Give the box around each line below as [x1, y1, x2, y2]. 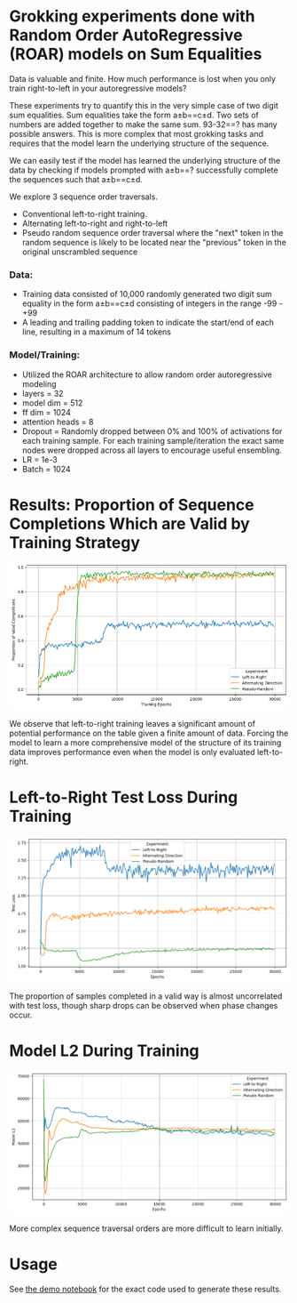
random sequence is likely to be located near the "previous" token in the [21, 237, 286, 247]
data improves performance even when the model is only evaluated [9, 746, 255, 757]
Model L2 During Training [9, 1041, 199, 1060]
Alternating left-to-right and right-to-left [21, 218, 168, 229]
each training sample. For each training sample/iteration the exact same [21, 435, 285, 446]
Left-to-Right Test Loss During [9, 787, 238, 807]
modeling [21, 378, 57, 389]
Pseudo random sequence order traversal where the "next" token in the [21, 227, 284, 237]
